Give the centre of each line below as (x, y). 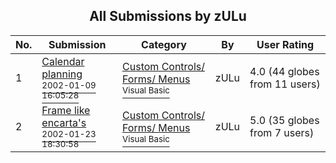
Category (164, 44)
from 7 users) (282, 132)
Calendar (63, 61)
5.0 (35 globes (284, 120)
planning (62, 74)
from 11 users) (285, 84)
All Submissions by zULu (168, 16)
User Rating (285, 44)
